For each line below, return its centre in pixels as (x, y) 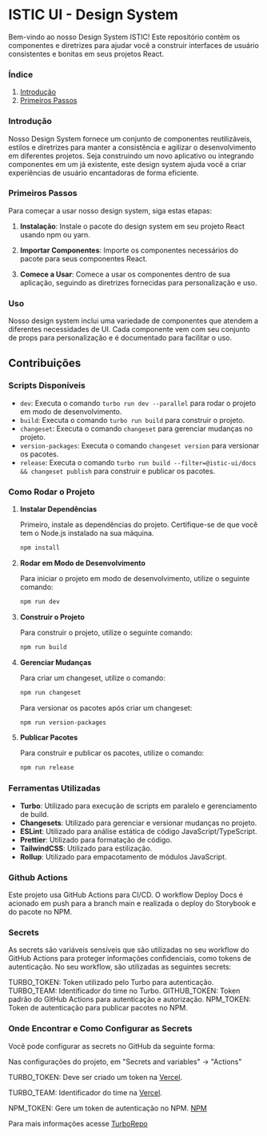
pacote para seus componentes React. (84, 258)
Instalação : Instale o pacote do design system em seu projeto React (132, 226)
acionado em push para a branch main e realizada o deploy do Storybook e (132, 903)
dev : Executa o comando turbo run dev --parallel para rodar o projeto (138, 403)
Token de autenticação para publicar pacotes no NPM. (98, 1008)
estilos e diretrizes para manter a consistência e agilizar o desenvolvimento (132, 147)
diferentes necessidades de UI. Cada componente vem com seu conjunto (129, 329)
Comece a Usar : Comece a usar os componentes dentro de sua (125, 274)
